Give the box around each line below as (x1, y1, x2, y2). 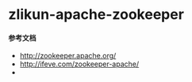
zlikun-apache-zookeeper (8, 6, 185, 24)
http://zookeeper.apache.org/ (19, 51, 117, 61)
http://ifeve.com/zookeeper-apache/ (19, 59, 140, 69)
